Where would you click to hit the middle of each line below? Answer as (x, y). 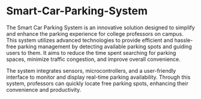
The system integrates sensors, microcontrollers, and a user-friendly (91, 70)
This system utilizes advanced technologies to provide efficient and (90, 40)
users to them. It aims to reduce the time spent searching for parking (91, 52)
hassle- (184, 40)
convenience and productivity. (44, 89)
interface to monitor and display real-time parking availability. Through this (98, 77)
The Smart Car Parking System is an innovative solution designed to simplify (100, 27)
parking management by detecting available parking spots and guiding (105, 47)
